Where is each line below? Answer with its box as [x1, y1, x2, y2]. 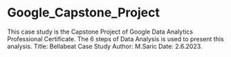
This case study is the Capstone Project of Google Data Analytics [7, 27, 194, 36]
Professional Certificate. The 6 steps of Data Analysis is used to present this [7, 34, 224, 43]
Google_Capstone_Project [7, 5, 160, 21]
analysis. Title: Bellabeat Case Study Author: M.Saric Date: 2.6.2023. [7, 42, 203, 50]
